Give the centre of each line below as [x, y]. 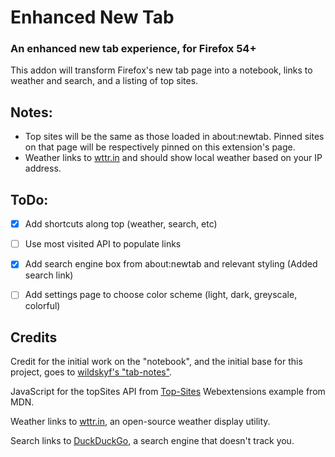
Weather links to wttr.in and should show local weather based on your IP [173, 158]
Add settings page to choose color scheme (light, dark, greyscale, [161, 295]
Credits [34, 337]
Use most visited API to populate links [103, 244]
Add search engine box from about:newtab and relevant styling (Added [171, 264]
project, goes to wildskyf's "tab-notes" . [91, 372]
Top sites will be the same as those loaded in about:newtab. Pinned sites [174, 137]
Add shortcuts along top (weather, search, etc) [121, 224]
